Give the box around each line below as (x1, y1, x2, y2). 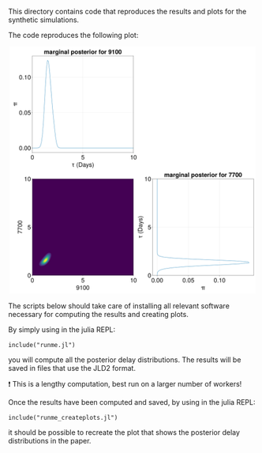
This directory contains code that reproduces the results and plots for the (8, 7, 247, 16)
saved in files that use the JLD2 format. (8, 364, 137, 372)
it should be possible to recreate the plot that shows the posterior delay (8, 428, 241, 437)
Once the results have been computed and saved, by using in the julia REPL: (8, 398, 256, 406)
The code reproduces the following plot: (8, 31, 139, 40)
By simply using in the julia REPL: (8, 325, 116, 334)
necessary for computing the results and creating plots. (8, 310, 189, 319)
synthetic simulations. (8, 15, 80, 25)
